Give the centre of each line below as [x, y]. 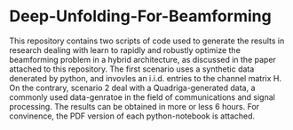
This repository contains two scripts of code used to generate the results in [147, 41]
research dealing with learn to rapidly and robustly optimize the [125, 50]
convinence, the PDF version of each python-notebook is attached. [132, 116]
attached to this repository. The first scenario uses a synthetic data [132, 69]
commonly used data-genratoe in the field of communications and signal [142, 97]
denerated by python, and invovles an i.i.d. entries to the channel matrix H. [146, 78]
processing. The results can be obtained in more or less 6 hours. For [135, 106]
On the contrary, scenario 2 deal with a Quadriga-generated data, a [132, 88]
